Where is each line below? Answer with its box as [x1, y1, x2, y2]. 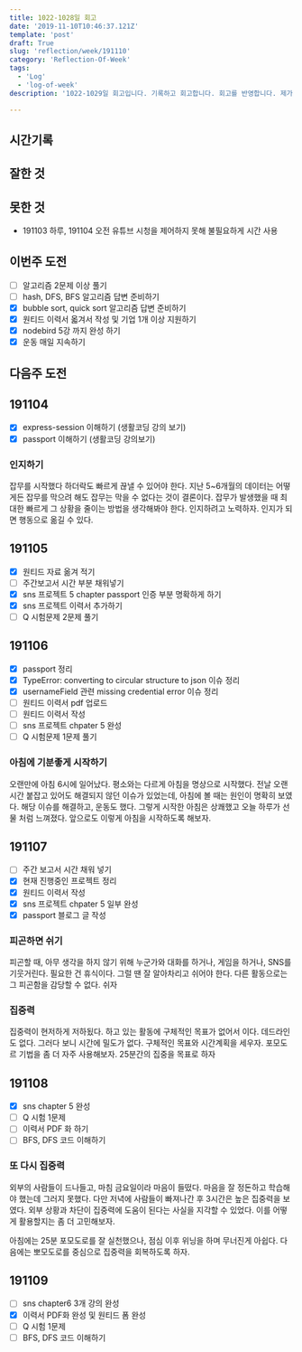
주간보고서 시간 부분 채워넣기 [22, 577, 124, 588]
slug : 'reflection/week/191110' [9, 47, 131, 56]
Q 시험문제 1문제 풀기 [22, 731, 97, 742]
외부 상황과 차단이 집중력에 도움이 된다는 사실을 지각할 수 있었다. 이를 [28, 1204, 271, 1216]
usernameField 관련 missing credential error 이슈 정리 [22, 686, 219, 697]
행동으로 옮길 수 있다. [18, 514, 94, 525]
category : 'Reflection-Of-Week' [9, 55, 131, 64]
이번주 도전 [9, 254, 68, 269]
